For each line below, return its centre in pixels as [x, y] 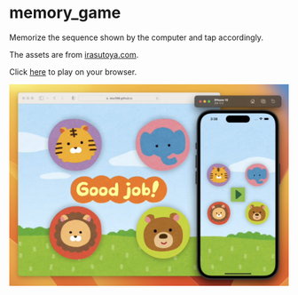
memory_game [65, 13]
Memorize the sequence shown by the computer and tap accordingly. [137, 37]
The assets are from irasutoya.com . [74, 54]
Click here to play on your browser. [73, 72]
